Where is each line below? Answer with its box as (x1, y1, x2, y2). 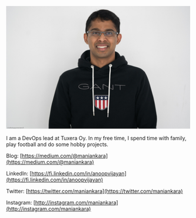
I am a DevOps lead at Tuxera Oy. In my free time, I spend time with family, (6, 135, 187, 141)
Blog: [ (6, 153, 22, 159)
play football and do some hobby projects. (6, 141, 109, 148)
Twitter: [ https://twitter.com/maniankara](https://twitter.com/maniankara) (6, 188, 184, 194)
